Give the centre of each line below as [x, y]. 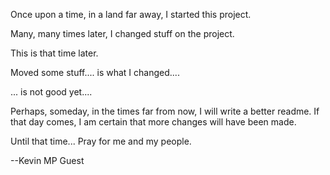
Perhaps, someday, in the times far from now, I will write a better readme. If [165, 111]
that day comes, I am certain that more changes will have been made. [153, 122]
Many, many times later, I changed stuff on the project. [122, 33]
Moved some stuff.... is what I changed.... [95, 72]
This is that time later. [54, 53]
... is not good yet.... [51, 92]
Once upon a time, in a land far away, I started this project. [131, 14]
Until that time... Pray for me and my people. [101, 141]
